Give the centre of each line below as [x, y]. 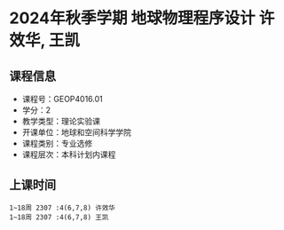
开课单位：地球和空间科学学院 [76, 132]
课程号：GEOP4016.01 [63, 99]
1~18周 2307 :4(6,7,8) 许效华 [62, 208]
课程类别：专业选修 [57, 143]
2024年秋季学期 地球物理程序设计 [132, 18]
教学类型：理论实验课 [61, 121]
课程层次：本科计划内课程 [69, 155]
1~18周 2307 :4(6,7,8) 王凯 [59, 217]
